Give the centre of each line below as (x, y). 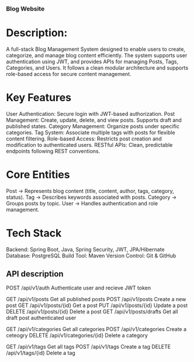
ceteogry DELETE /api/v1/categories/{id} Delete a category (77, 336)
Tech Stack (34, 233)
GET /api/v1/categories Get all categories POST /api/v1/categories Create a (96, 329)
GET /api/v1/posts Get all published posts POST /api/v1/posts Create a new (96, 299)
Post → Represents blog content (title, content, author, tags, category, (90, 191)
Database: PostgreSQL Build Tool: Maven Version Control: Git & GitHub (91, 256)
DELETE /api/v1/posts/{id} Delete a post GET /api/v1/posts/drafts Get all (92, 312)
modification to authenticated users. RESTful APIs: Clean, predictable (89, 144)
